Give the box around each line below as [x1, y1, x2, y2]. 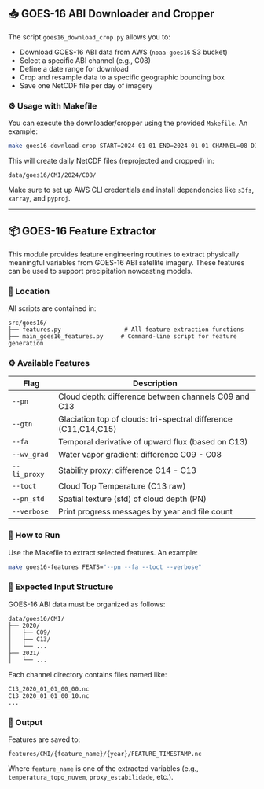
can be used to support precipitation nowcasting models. [8, 266, 193, 275]
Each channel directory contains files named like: [8, 669, 167, 679]
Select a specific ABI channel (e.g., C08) [19, 55, 152, 65]
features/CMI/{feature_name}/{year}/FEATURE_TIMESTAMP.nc [8, 750, 202, 758]
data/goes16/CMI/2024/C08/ [8, 171, 97, 179]
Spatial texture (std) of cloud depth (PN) [58, 493, 207, 504]
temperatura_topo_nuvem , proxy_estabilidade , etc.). [8, 772, 174, 782]
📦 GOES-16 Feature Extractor [8, 224, 157, 238]
